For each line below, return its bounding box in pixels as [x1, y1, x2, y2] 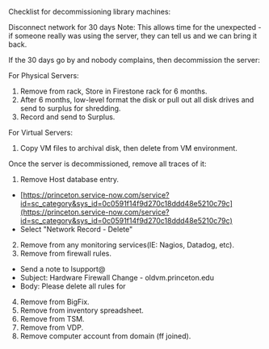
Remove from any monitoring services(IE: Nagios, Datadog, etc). [19, 240, 234, 249]
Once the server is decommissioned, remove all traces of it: [8, 159, 207, 168]
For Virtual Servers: [8, 128, 73, 137]
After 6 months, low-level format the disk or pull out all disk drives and [19, 95, 254, 104]
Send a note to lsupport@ [19, 264, 106, 273]
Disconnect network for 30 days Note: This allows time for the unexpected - [8, 23, 262, 31]
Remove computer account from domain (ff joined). [19, 331, 191, 341]
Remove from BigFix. [19, 297, 90, 306]
